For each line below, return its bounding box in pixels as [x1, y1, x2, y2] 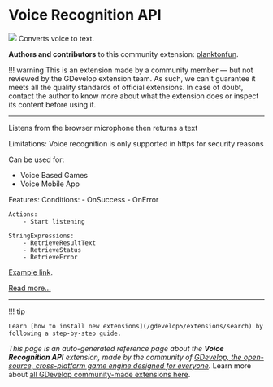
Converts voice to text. [18, 33, 95, 43]
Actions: [8, 210, 38, 219]
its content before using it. [8, 99, 97, 109]
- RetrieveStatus [23, 246, 82, 254]
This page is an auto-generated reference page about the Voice [8, 343, 225, 353]
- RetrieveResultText [23, 238, 96, 247]
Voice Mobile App [19, 179, 80, 189]
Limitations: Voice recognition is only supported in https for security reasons [8, 138, 264, 148]
